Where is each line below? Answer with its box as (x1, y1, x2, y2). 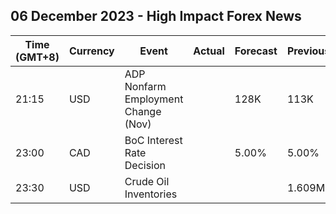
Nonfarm (124, 79, 167, 93)
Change (124, 104, 162, 118)
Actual (193, 44, 225, 58)
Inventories (124, 187, 178, 201)
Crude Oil (124, 174, 170, 188)
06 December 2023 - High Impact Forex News (10, 8, 302, 25)
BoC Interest (124, 133, 183, 147)
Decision (124, 158, 167, 172)
